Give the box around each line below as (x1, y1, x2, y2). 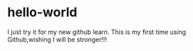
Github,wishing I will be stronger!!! (7, 35, 107, 43)
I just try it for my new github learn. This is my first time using (7, 28, 187, 36)
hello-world (7, 4, 78, 21)
